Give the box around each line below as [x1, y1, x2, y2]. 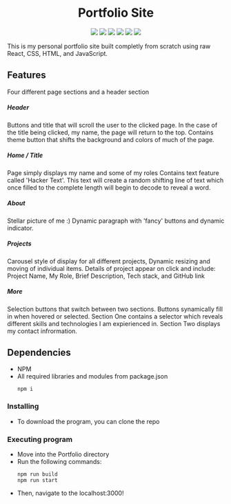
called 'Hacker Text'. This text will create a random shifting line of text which [7, 176, 224, 184]
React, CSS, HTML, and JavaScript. [7, 49, 108, 57]
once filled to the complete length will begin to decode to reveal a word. [7, 183, 211, 192]
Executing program [7, 434, 73, 444]
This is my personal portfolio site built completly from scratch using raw [7, 42, 211, 50]
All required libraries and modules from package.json [17, 372, 168, 381]
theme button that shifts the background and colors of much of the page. [7, 135, 215, 143]
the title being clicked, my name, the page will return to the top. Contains [7, 128, 214, 137]
